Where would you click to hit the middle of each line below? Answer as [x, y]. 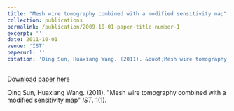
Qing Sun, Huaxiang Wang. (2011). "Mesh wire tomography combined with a [117, 92]
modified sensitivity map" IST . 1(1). [57, 100]
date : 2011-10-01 [33, 40]
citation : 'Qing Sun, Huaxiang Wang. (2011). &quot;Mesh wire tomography [117, 59]
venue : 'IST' [26, 46]
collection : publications [45, 20]
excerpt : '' [25, 33]
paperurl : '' [26, 53]
